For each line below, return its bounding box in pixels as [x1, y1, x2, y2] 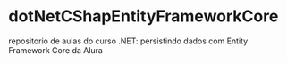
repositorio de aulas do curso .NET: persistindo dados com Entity [8, 35, 249, 46]
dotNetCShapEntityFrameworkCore [8, 6, 279, 27]
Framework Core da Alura [8, 44, 104, 55]
